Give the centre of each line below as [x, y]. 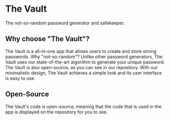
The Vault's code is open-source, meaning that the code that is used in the [83, 106]
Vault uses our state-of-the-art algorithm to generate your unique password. [85, 62]
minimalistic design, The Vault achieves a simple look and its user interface [84, 73]
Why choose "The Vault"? [47, 39]
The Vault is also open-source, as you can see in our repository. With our [82, 67]
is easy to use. [20, 78]
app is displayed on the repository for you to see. [57, 112]
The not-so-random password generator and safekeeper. [65, 23]
